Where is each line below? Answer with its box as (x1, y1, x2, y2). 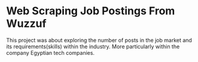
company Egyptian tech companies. (6, 49, 95, 56)
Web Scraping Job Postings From (6, 4, 175, 18)
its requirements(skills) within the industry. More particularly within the (6, 43, 180, 50)
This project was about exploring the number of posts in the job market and (6, 36, 193, 44)
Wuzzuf (6, 17, 47, 30)
